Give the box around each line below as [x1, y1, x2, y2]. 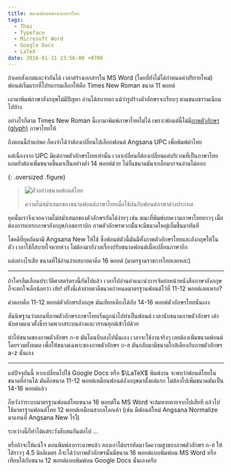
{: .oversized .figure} [8, 173, 66, 181]
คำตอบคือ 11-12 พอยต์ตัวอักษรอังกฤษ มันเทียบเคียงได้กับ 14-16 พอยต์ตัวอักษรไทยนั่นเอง [8, 298, 210, 306]
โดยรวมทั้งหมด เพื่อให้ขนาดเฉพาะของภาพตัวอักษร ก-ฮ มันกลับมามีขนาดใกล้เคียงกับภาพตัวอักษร [8, 341, 223, 349]
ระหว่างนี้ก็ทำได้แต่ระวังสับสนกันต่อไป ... [8, 426, 99, 435]
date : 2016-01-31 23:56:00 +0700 [8, 55, 104, 62]
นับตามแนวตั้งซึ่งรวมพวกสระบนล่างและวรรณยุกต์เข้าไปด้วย [8, 319, 139, 328]
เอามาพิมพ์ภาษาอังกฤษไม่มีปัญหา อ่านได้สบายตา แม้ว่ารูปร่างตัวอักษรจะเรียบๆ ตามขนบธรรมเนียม [8, 95, 221, 103]
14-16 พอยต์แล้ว [8, 384, 47, 392]
